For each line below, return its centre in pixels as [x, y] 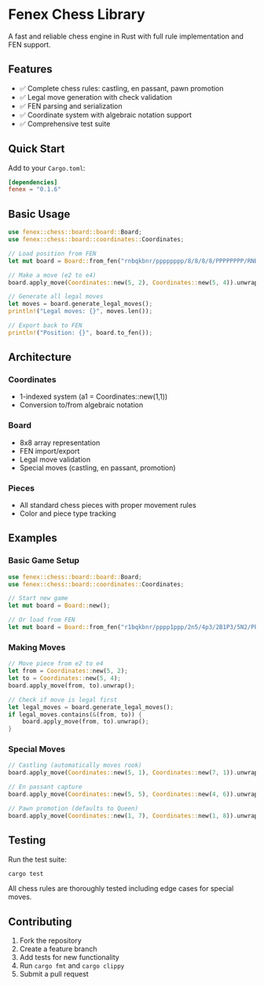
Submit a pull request [54, 974]
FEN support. [29, 44]
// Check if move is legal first [63, 700]
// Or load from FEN [42, 620]
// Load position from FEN [52, 253]
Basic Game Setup [44, 561]
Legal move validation [55, 459]
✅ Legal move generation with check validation [96, 97]
